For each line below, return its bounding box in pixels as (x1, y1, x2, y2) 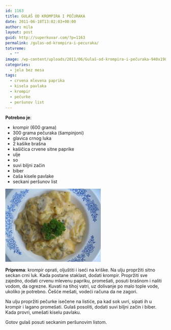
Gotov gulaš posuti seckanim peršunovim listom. (5, 319, 107, 325)
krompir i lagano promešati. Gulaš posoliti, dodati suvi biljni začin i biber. (5, 303, 157, 310)
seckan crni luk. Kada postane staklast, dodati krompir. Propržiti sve (5, 272, 148, 278)
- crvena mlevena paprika (10, 78, 65, 84)
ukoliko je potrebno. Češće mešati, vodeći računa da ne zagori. (5, 288, 138, 294)
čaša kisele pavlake (12, 173, 54, 179)
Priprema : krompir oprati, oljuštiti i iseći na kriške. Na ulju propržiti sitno (5, 267, 155, 273)
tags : (5, 73, 17, 78)
